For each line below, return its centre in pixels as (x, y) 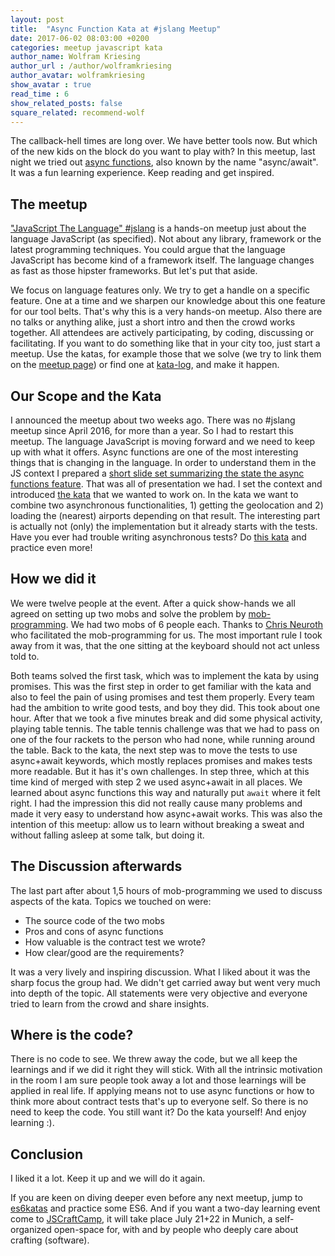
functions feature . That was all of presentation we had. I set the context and (166, 484)
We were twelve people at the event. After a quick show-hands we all (153, 603)
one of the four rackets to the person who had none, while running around (163, 739)
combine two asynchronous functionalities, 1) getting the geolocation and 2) (167, 505)
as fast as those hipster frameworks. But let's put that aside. (134, 271)
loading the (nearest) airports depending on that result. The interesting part (165, 515)
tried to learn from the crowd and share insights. (110, 1003)
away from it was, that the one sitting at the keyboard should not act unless (165, 645)
